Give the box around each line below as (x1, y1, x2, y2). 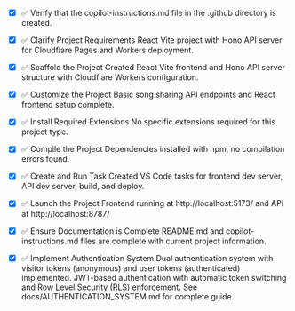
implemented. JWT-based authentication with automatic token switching (20, 272, 287, 283)
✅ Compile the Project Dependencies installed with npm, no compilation (20, 144, 285, 155)
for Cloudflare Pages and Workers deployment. (20, 44, 195, 56)
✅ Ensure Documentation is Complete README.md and (20, 226, 224, 236)
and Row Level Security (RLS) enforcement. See (20, 282, 197, 292)
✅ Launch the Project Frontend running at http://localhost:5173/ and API (20, 198, 284, 209)
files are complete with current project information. (80, 235, 267, 246)
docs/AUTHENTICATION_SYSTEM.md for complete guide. (20, 291, 235, 301)
